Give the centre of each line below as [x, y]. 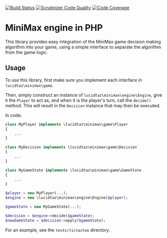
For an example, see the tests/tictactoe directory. [58, 230]
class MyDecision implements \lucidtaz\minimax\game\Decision [71, 147]
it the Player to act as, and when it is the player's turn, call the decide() [78, 100]
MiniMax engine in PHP [54, 28]
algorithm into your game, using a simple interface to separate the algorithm [83, 47]
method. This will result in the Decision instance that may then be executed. [83, 105]
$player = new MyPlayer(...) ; [37, 193]
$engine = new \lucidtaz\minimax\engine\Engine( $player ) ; [67, 198]
